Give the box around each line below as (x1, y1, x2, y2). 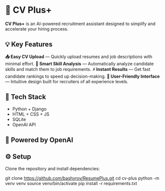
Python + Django (12, 106, 47, 112)
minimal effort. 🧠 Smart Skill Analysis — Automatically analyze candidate (5, 61, 154, 66)
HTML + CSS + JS (12, 111, 50, 117)
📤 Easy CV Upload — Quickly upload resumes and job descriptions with (5, 54, 153, 60)
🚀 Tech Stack (5, 93, 46, 101)
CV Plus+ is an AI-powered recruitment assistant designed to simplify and (5, 21, 156, 27)
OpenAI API (12, 122, 36, 127)
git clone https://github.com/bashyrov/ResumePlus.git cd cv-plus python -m (5, 175, 160, 181)
